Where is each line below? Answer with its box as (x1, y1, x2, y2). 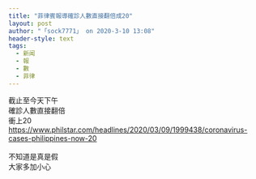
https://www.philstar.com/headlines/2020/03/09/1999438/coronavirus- (8, 125, 248, 134)
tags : (8, 42, 27, 50)
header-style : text (8, 34, 75, 43)
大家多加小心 (8, 161, 51, 171)
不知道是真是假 (8, 151, 58, 161)
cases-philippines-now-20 (8, 133, 97, 143)
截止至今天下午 (8, 95, 58, 105)
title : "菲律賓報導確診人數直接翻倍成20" (8, 11, 134, 20)
